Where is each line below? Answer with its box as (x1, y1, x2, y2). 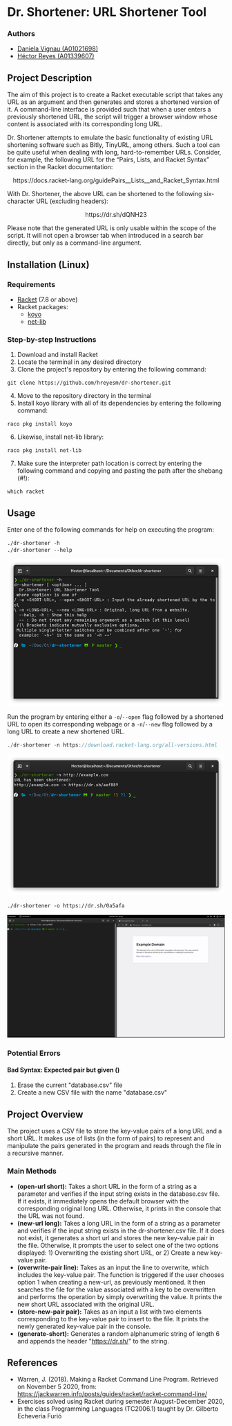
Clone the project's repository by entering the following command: (17, 365, 206, 374)
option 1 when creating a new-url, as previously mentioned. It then (17, 1278, 206, 1286)
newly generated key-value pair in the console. (17, 1322, 151, 1330)
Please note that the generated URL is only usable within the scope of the (7, 224, 216, 232)
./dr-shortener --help (7, 547, 72, 554)
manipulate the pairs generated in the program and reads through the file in (7, 1142, 222, 1150)
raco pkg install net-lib (7, 447, 81, 454)
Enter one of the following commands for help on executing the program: (7, 525, 215, 534)
